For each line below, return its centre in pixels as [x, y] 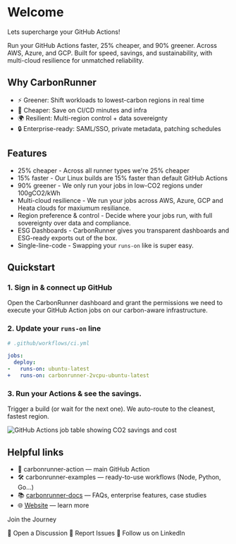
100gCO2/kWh [39, 193]
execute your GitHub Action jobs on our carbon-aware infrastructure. [107, 310]
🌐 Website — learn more [53, 505]
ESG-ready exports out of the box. [67, 237]
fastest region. [28, 416]
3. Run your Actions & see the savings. [75, 393]
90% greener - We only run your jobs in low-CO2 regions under [110, 185]
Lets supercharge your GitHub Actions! [64, 32]
